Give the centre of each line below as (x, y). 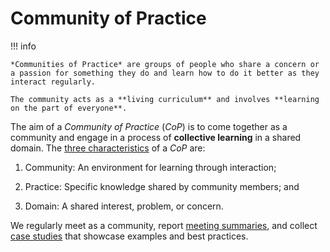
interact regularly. (53, 82)
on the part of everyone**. (69, 108)
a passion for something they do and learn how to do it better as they (165, 73)
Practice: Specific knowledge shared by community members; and (162, 186)
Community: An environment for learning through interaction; (150, 167)
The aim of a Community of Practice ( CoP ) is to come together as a (149, 126)
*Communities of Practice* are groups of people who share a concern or (165, 64)
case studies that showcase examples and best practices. (129, 236)
